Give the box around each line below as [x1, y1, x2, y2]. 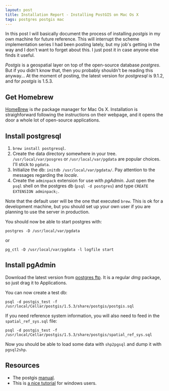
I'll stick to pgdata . [12, 162, 50, 167]
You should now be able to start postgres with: [5, 219, 102, 224]
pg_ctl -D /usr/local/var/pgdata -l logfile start [5, 247, 114, 252]
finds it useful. [5, 52, 35, 58]
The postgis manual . [12, 374, 55, 380]
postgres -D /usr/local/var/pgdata [5, 228, 80, 233]
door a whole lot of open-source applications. [5, 117, 100, 123]
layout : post [5, 7, 33, 13]
